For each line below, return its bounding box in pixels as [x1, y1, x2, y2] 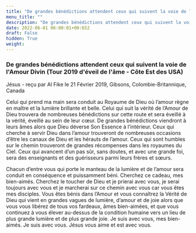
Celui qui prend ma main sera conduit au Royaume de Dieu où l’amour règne [6, 99, 189, 106]
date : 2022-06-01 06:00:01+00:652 [6, 25, 90, 31]
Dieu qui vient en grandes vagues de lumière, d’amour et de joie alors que [6, 197, 184, 204]
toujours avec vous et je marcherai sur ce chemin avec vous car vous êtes [6, 185, 185, 192]
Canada [6, 87, 25, 94]
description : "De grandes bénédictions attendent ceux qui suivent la [6, 19, 181, 25]
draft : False [6, 30, 38, 36]
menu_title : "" [6, 14, 43, 20]
